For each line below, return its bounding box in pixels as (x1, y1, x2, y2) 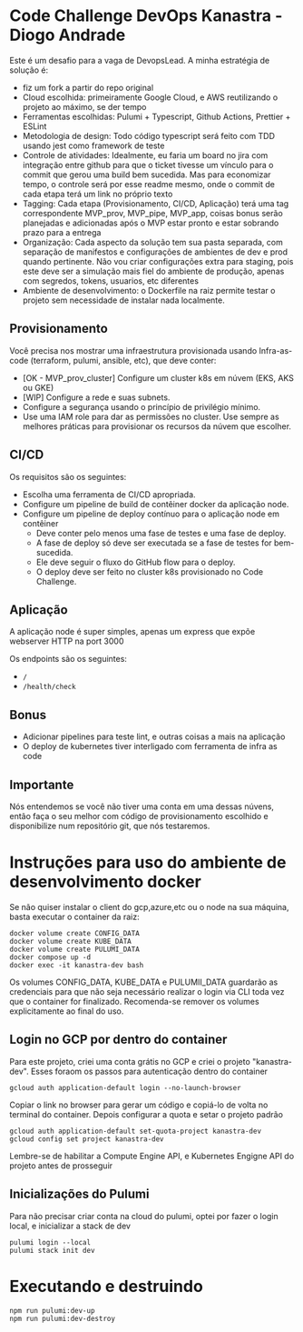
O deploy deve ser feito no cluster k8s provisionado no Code (35, 566, 264, 577)
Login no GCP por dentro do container (9, 1032, 228, 1047)
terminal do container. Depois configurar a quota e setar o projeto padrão (9, 1108, 284, 1119)
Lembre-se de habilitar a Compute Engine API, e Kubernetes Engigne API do (9, 1150, 295, 1161)
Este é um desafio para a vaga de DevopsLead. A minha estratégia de (9, 55, 270, 65)
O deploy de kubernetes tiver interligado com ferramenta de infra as (22, 741, 279, 752)
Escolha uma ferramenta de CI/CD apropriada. (22, 488, 197, 500)
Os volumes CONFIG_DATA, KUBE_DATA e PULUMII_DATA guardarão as (9, 976, 279, 987)
